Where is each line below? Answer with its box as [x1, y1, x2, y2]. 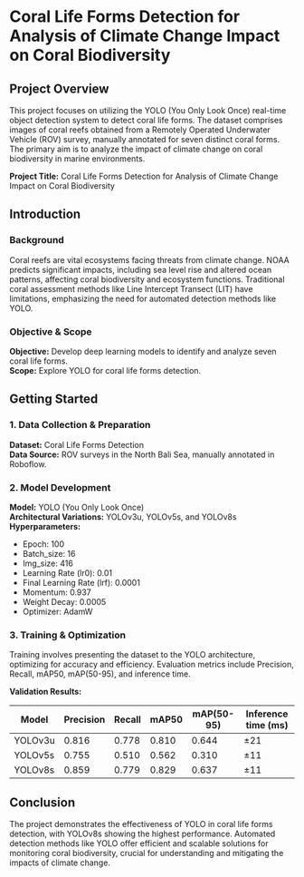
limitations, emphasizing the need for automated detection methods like [9, 293, 277, 304]
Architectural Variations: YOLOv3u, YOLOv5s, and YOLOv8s [9, 511, 237, 522]
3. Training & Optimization [9, 629, 127, 641]
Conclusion [9, 794, 76, 810]
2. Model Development [9, 481, 111, 493]
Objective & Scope [9, 325, 92, 337]
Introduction [9, 207, 81, 222]
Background [9, 234, 65, 247]
